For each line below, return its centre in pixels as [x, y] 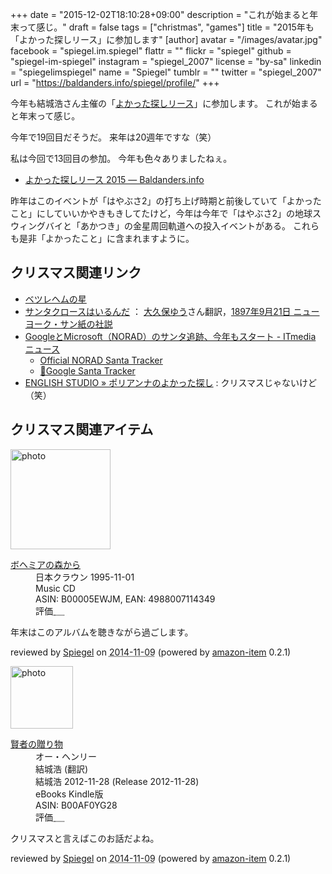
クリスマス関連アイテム [82, 429]
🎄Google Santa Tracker [87, 370]
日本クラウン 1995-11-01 [85, 577]
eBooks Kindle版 [69, 794]
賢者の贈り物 [36, 744]
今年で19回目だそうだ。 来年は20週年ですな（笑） [113, 137]
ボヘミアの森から [45, 564]
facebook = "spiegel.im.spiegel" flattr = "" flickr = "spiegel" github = [151, 51]
